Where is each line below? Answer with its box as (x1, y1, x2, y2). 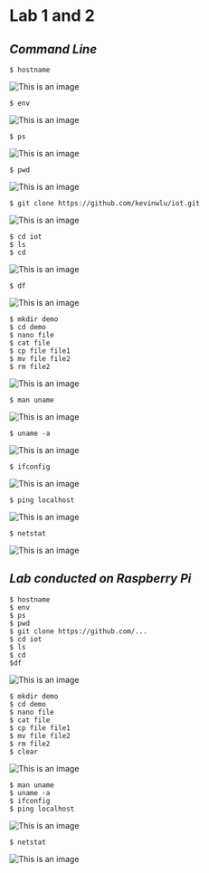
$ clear (9, 747, 39, 756)
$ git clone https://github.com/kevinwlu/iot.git (9, 199, 201, 208)
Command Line (9, 42, 98, 57)
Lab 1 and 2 (9, 5, 95, 26)
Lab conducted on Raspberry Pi (9, 571, 192, 586)
